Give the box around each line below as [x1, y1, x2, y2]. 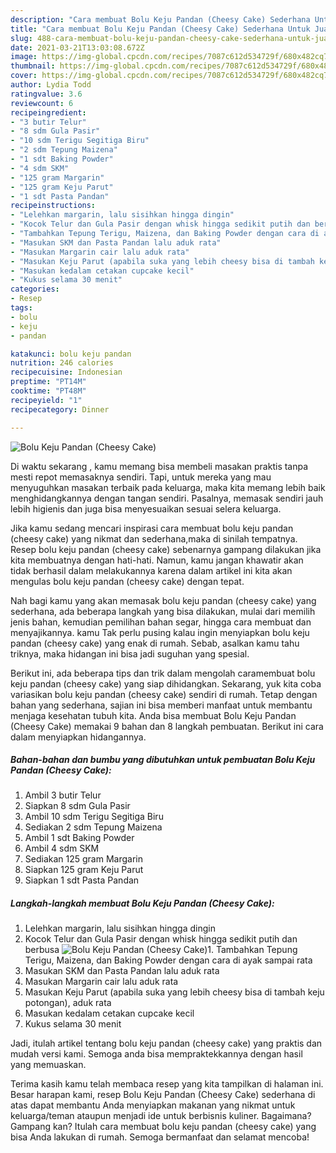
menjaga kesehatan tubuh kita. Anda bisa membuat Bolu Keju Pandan [10, 709, 297, 721]
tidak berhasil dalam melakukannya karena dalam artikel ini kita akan [10, 564, 293, 576]
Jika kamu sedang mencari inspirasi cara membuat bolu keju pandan [10, 522, 294, 534]
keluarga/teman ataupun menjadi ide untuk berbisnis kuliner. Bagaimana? [10, 1110, 312, 1122]
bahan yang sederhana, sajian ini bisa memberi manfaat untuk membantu [10, 699, 313, 711]
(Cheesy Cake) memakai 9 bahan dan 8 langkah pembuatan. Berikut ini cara [10, 720, 324, 732]
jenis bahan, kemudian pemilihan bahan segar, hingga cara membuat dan [10, 616, 312, 628]
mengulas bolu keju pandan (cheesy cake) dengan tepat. [10, 575, 245, 587]
